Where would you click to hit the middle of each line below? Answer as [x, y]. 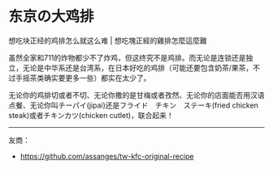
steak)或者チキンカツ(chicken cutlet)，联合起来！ [91, 115]
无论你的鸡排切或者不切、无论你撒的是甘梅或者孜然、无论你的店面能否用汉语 [136, 95]
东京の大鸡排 [52, 17]
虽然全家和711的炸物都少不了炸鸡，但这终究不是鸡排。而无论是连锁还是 [127, 57]
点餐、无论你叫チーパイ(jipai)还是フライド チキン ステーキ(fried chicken [133, 105]
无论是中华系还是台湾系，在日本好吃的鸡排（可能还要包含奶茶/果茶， [138, 68]
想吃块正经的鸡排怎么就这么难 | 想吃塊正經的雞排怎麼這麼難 [108, 40]
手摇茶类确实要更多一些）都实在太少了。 [83, 78]
